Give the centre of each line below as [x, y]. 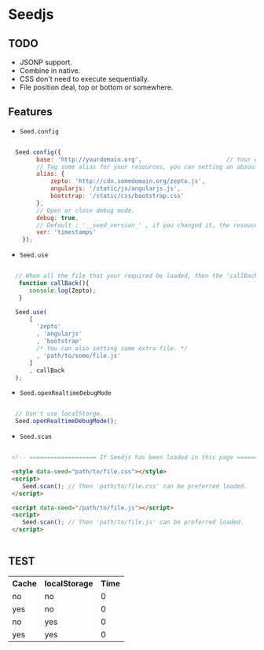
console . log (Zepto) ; [62, 290]
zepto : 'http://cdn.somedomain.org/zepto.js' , [128, 181]
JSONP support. [46, 62]
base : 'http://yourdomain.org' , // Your [144, 159]
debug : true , [58, 217]
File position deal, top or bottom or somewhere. [96, 87]
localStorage [69, 583]
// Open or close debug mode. [86, 210]
